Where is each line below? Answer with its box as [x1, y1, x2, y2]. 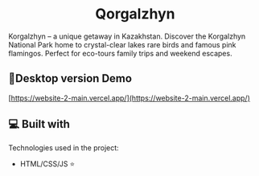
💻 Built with [8, 117, 71, 131]
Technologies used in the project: [8, 142, 119, 153]
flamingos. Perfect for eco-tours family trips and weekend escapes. [8, 48, 232, 58]
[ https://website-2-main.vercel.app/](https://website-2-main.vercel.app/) [8, 93, 251, 103]
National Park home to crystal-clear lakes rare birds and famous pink [8, 39, 236, 49]
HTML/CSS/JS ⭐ [19, 158, 75, 169]
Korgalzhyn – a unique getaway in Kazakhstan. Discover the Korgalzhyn [8, 31, 246, 41]
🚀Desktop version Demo [8, 72, 133, 85]
